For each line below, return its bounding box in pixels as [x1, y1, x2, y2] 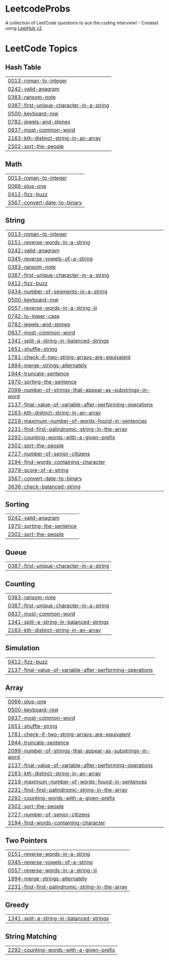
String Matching [5, 932, 57, 941]
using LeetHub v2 [5, 25, 42, 31]
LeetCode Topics [5, 43, 78, 55]
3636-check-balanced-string [8, 483, 80, 490]
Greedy [5, 900, 29, 909]
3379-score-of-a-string [8, 467, 69, 474]
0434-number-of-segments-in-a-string [8, 288, 108, 295]
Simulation [5, 644, 40, 652]
